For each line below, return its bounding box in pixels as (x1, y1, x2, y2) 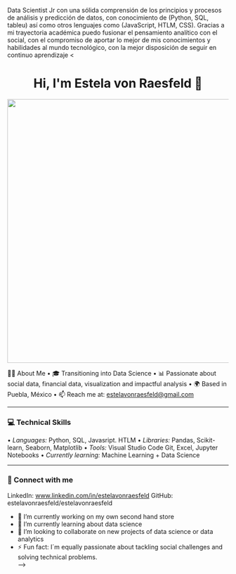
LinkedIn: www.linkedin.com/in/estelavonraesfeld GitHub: (7, 491, 173, 499)
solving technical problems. (17, 552, 98, 561)
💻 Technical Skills (7, 417, 72, 427)
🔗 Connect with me (7, 475, 74, 485)
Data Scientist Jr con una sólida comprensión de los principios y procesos (7, 6, 222, 14)
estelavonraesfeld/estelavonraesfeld (7, 499, 113, 507)
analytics (17, 535, 44, 543)
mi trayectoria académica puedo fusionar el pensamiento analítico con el (7, 28, 218, 37)
